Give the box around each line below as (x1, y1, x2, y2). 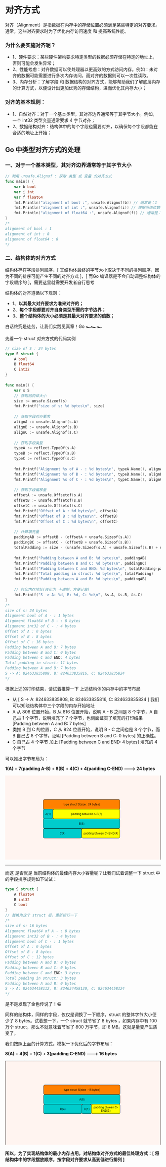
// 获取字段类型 (14, 440, 43, 445)
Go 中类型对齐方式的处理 (5, 145, 81, 154)
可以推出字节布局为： (5, 756, 48, 762)
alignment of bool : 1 (5, 226, 52, 231)
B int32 (14, 897, 30, 902)
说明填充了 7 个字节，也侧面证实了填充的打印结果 (42, 715, 143, 721)
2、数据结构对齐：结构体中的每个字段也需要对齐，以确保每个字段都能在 (12, 123, 158, 129)
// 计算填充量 (14, 530, 40, 535)
